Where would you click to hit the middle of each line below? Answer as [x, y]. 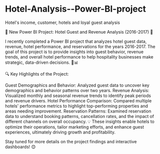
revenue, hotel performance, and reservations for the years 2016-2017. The [80, 46]
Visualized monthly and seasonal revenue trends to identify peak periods [78, 96]
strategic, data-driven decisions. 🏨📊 [42, 62]
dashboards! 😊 [20, 147]
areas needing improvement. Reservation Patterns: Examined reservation [78, 111]
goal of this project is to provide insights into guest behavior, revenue [74, 52]
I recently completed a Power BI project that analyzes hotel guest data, [76, 41]
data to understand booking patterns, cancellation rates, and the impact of [80, 116]
